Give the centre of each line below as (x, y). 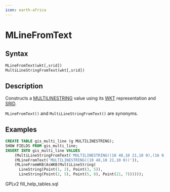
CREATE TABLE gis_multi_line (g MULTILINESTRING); (60, 141)
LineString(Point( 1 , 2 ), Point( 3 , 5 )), (60, 170)
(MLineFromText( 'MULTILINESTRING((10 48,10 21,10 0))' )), (77, 160)
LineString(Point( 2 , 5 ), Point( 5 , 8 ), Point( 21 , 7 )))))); (81, 174)
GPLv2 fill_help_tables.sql (32, 184)
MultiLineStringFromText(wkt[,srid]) (45, 70)
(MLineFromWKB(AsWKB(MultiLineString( (55, 165)
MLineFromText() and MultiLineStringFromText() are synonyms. (72, 114)
